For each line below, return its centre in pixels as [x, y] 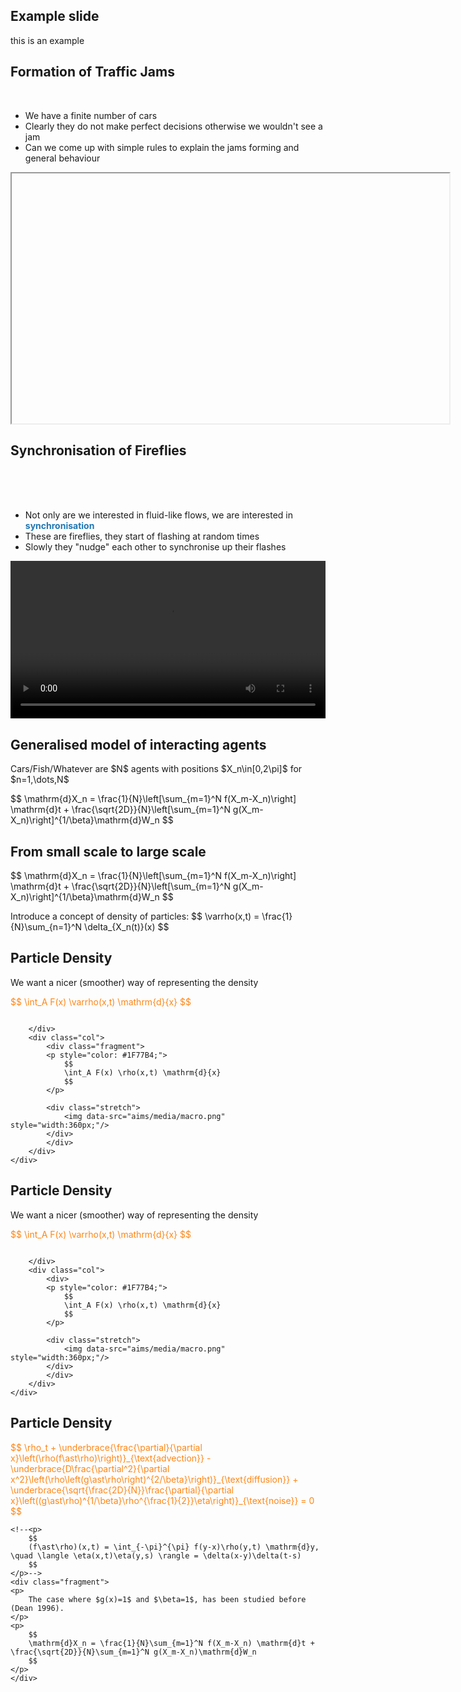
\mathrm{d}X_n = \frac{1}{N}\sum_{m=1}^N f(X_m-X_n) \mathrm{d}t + [171, 1643]
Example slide [55, 16]
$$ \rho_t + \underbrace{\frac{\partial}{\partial [106, 1447]
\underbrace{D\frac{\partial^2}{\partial [90, 1468]
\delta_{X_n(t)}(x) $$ [127, 927]
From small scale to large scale [108, 851]
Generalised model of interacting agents [138, 744]
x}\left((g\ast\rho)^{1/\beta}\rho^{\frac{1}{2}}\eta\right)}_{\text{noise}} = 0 [162, 1500]
